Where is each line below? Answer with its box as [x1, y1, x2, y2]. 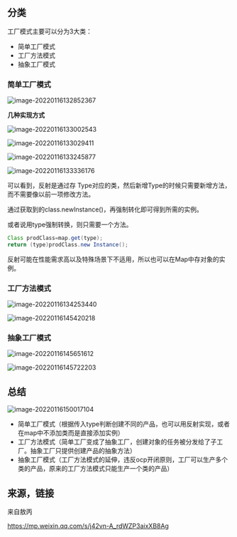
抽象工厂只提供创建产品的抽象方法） [30, 447, 136, 455]
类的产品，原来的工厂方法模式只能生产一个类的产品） [17, 464, 174, 473]
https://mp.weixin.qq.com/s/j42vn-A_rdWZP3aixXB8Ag [7, 522, 169, 531]
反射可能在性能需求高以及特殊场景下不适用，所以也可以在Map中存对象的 [7, 255, 220, 264]
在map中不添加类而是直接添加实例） [17, 429, 124, 437]
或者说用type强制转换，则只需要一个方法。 [7, 220, 133, 229]
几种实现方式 [7, 111, 45, 120]
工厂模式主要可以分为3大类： [7, 27, 92, 36]
